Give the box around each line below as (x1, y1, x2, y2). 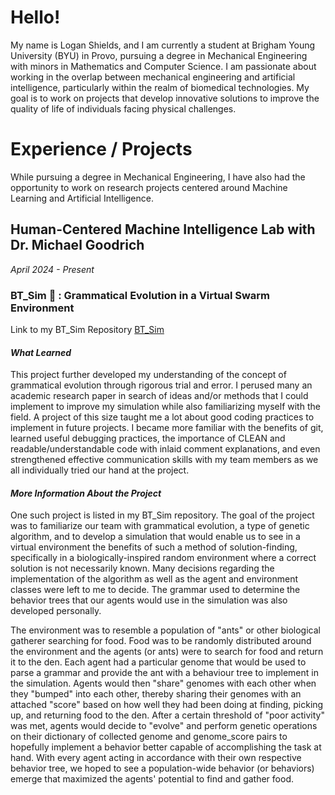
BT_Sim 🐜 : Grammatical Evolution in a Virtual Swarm (10, 288, 271, 302)
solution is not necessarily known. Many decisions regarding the (10, 562, 275, 575)
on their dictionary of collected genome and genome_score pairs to (10, 731, 288, 743)
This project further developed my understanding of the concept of (10, 369, 287, 381)
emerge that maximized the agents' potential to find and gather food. (10, 773, 294, 785)
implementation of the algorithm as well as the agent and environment (10, 573, 299, 585)
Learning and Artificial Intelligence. (10, 192, 154, 204)
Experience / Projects (10, 138, 193, 161)
